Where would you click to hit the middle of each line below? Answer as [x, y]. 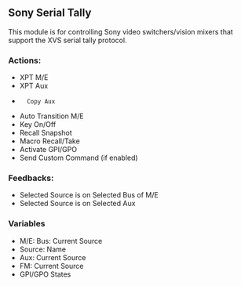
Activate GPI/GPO [48, 150]
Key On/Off [38, 125]
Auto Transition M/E [51, 116]
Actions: [25, 60]
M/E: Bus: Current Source [61, 241]
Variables [27, 224]
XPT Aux [34, 86]
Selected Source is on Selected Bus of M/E [89, 195]
